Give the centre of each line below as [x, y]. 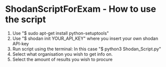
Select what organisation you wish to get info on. [63, 54]
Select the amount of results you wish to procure [63, 59]
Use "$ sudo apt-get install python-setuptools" [61, 33]
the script [26, 19]
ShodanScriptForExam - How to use [81, 9]
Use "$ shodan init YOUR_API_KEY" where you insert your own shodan [85, 38]
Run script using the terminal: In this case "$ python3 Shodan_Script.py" [86, 49]
